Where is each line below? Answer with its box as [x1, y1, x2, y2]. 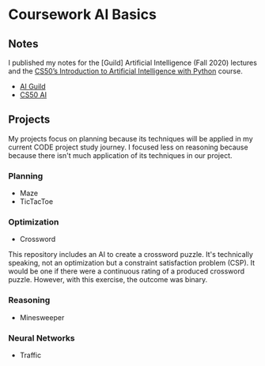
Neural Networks [8, 332, 75, 343]
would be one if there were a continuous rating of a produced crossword [8, 266, 245, 276]
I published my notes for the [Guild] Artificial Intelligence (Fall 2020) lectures [8, 58, 257, 67]
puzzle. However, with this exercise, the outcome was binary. [8, 275, 208, 285]
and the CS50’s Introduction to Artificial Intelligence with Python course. [8, 66, 243, 76]
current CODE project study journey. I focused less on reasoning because [8, 142, 248, 152]
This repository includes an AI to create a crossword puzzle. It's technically [8, 250, 253, 259]
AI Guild [19, 81, 46, 91]
